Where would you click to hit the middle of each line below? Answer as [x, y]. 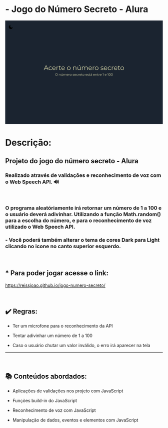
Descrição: [28, 142]
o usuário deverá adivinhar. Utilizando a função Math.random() [83, 214]
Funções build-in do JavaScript [45, 401]
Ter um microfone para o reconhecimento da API [63, 326]
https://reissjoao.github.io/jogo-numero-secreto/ [55, 285]
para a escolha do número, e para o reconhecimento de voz [78, 221]
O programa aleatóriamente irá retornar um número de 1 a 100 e [83, 208]
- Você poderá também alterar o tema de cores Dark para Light [82, 240]
